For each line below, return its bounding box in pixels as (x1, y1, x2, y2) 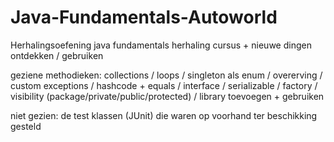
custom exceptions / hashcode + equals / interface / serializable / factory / (10, 79, 318, 91)
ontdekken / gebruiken (10, 49, 104, 61)
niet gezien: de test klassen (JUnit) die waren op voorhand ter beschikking (10, 109, 318, 121)
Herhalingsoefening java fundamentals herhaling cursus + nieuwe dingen (10, 39, 312, 51)
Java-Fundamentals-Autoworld (10, 6, 278, 29)
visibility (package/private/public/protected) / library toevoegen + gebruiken (10, 90, 325, 102)
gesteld (10, 120, 42, 132)
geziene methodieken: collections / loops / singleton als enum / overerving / (10, 69, 323, 81)
